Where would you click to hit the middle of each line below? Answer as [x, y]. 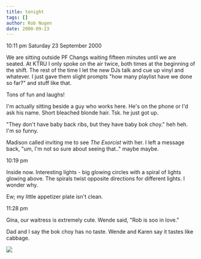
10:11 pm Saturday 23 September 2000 [54, 46]
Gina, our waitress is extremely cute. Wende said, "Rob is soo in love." [93, 220]
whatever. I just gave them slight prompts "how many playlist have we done [99, 76]
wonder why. [22, 185]
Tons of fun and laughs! [35, 95]
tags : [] [17, 17]
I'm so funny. [22, 131]
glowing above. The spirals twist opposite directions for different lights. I [95, 179]
